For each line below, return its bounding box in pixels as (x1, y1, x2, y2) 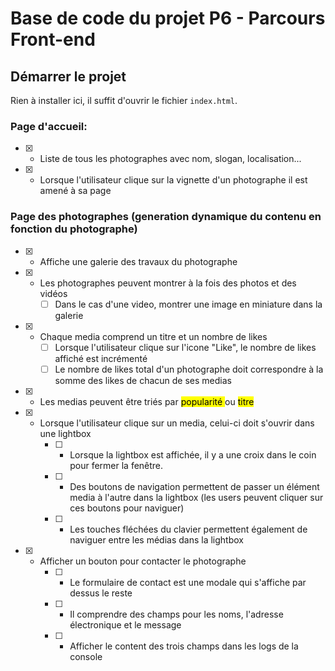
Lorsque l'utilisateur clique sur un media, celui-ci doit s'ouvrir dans (39, 417, 315, 429)
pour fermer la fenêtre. (69, 459, 164, 471)
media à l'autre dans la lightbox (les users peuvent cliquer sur (69, 491, 324, 503)
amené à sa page (39, 185, 112, 197)
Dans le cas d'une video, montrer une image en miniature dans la (54, 298, 323, 310)
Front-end (10, 28, 96, 51)
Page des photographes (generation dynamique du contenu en (10, 210, 322, 224)
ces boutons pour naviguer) (69, 502, 185, 514)
